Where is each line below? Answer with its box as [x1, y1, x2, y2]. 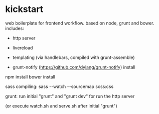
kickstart [5, 3, 44, 15]
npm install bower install [5, 73, 55, 79]
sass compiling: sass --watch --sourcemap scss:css [5, 83, 114, 89]
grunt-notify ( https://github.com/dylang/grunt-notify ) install [12, 64, 135, 70]
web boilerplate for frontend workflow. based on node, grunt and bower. [5, 20, 154, 26]
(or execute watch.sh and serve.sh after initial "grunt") [5, 102, 117, 108]
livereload [12, 44, 33, 50]
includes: [5, 25, 24, 31]
